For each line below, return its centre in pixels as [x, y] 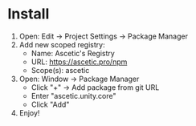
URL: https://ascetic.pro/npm [79, 62]
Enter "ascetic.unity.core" [74, 96]
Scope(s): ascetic [60, 70]
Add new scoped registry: [62, 44]
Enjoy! [29, 112]
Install [29, 14]
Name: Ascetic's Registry [73, 53]
